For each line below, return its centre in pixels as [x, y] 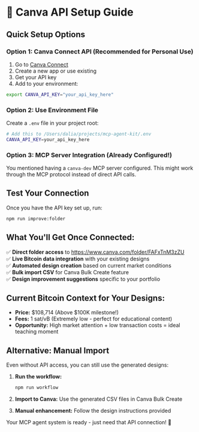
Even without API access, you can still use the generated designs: [88, 365]
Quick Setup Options [46, 34]
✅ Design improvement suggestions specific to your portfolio [83, 279]
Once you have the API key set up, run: [54, 208]
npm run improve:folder [36, 218]
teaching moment [37, 332]
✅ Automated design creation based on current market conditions [89, 265]
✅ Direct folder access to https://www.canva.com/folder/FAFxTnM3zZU [95, 252]
